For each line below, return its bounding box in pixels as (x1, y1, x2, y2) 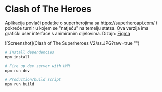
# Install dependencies (5, 50, 55, 55)
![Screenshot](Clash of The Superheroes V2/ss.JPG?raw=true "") (5, 40, 140, 46)
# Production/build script (5, 77, 61, 82)
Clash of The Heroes (5, 3, 92, 15)
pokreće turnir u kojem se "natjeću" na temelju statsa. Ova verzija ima (5, 25, 149, 31)
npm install (5, 54, 30, 59)
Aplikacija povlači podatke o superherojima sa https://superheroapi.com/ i (5, 20, 157, 26)
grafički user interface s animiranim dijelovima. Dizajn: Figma (5, 30, 130, 36)
